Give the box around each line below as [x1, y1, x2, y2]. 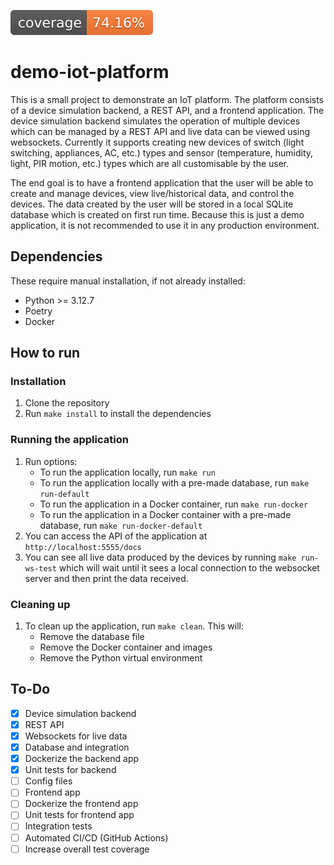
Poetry [24, 305, 53, 317]
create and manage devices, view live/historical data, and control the [10, 187, 295, 199]
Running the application [10, 433, 129, 447]
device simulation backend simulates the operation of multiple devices [10, 115, 301, 127]
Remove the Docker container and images [39, 641, 213, 654]
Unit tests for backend [24, 764, 117, 776]
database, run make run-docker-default [39, 519, 203, 531]
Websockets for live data [24, 730, 128, 742]
